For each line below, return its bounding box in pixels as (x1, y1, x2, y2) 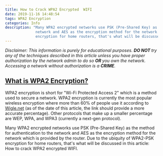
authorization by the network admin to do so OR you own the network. (5, 58, 146, 63)
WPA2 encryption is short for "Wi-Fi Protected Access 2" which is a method (5, 90, 157, 95)
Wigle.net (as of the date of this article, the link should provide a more (5, 105, 145, 111)
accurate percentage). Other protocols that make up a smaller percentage (5, 110, 153, 116)
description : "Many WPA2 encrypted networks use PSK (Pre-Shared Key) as (5, 25, 158, 30)
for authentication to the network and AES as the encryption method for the (5, 130, 156, 136)
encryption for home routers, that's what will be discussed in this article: (5, 140, 149, 146)
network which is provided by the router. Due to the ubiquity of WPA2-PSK (5, 135, 154, 141)
